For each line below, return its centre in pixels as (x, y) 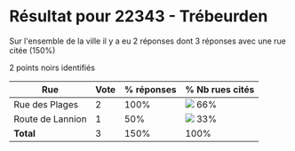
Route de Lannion (50, 119)
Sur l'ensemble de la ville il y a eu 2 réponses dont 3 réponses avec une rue (148, 41)
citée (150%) (32, 50)
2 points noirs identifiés (52, 68)
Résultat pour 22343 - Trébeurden (139, 16)
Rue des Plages (46, 104)
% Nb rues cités (220, 89)
